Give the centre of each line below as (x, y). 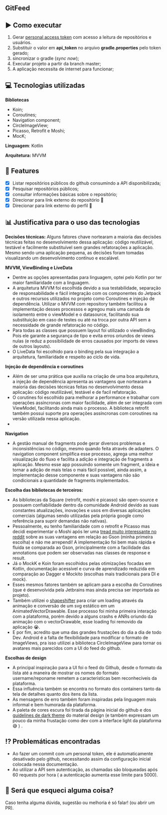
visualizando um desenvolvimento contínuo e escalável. (62, 258)
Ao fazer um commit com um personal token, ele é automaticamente (83, 754)
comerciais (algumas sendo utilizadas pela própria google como (78, 516)
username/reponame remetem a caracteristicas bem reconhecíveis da (84, 678)
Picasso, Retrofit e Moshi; (39, 131)
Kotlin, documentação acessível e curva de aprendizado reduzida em (83, 568)
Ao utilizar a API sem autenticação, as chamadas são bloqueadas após (85, 769)
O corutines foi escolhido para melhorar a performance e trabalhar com (86, 397)
